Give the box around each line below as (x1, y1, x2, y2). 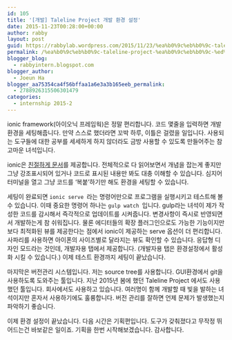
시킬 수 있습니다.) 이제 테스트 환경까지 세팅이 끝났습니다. (14, 253, 166, 261)
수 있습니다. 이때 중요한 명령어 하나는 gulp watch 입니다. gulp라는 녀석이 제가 (7, 201, 217, 209)
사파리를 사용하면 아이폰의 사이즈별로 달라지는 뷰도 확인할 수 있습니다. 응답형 (7, 236, 214, 244)
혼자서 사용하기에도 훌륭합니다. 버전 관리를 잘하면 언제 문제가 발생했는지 (30, 293, 225, 301)
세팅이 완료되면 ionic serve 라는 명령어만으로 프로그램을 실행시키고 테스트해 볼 (7, 192, 223, 200)
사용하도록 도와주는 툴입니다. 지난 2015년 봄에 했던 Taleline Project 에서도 (7, 276, 209, 284)
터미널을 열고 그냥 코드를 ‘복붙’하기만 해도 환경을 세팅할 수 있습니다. (7, 178, 189, 186)
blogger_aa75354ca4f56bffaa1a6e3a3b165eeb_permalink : (7, 81, 166, 88)
